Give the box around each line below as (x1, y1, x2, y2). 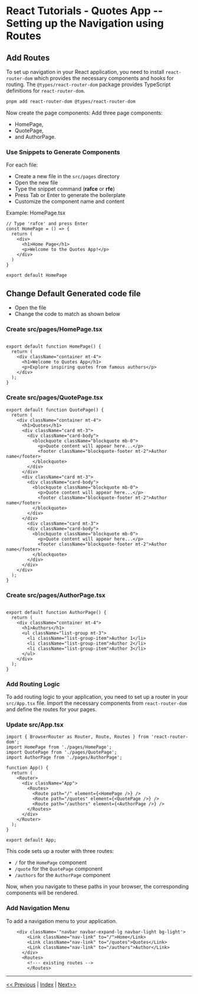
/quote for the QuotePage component (14, 865, 103, 872)
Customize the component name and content (14, 198, 125, 205)
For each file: (6, 161, 38, 169)
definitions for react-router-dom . (6, 87, 85, 94)
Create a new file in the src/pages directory (14, 173, 120, 180)
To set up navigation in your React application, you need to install (6, 68, 164, 75)
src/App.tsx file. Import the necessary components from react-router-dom (6, 699, 187, 707)
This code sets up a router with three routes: (6, 848, 114, 855)
